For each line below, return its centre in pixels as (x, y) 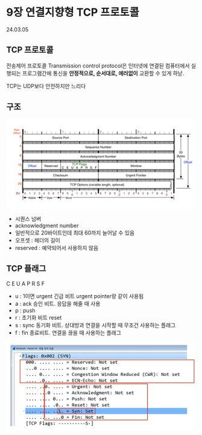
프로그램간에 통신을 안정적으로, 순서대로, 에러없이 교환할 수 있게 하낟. (103, 73)
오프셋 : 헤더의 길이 (37, 240)
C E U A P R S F (26, 284)
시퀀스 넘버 (28, 219)
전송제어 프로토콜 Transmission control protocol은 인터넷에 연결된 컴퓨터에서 (98, 65)
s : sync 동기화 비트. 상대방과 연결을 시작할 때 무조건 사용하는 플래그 (95, 325)
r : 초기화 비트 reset (38, 317)
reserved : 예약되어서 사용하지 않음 (56, 248)
